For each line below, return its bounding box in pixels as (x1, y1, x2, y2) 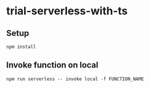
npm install (6, 44, 36, 50)
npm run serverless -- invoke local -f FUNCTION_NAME (6, 76, 145, 82)
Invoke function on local (6, 60, 99, 70)
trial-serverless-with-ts (6, 4, 128, 18)
